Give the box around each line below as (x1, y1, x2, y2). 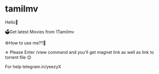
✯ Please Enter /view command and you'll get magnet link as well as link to (5, 49, 154, 55)
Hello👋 (5, 19, 18, 25)
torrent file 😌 (5, 54, 31, 60)
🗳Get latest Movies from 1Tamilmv (5, 29, 74, 35)
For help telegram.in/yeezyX (5, 63, 61, 69)
